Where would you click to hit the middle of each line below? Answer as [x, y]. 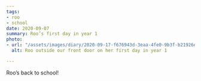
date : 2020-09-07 [28, 28]
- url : [14, 45]
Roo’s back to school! [32, 73]
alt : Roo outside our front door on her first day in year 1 [89, 51]
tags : [13, 12]
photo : [14, 39]
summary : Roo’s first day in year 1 [52, 34]
